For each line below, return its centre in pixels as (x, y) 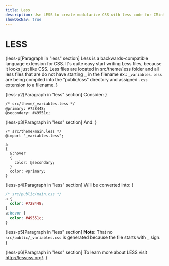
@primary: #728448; (26, 109)
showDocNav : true (23, 19)
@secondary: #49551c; (28, 113)
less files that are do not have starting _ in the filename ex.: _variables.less (84, 74)
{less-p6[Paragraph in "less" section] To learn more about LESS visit (76, 252)
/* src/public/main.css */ (33, 194)
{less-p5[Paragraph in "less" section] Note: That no (59, 232)
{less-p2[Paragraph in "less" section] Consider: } (56, 95)
